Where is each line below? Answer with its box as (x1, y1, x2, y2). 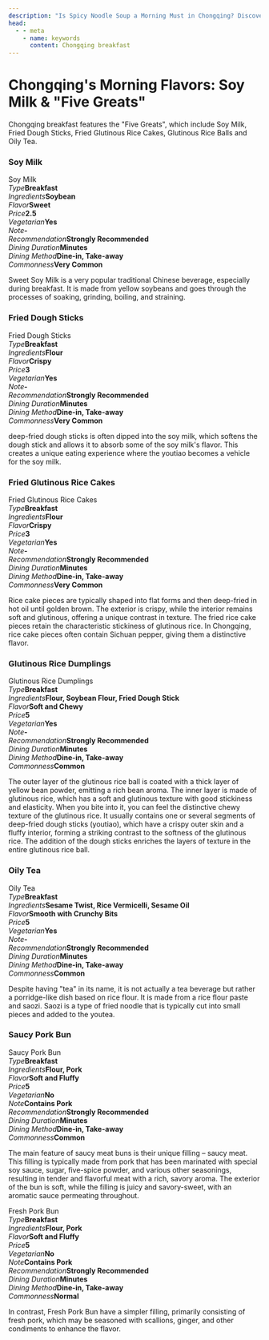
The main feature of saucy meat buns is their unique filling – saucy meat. (8, 1148, 248, 1157)
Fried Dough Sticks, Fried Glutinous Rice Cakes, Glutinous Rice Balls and (8, 128, 247, 138)
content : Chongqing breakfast (29, 42, 130, 50)
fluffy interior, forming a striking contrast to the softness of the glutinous (8, 828, 247, 838)
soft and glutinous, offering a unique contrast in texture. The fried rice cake (8, 612, 257, 622)
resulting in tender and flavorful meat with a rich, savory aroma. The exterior (8, 1173, 260, 1183)
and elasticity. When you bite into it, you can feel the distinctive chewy (8, 803, 240, 812)
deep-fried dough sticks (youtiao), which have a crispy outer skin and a (8, 819, 244, 829)
